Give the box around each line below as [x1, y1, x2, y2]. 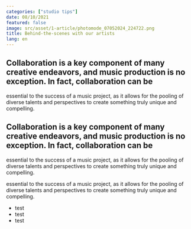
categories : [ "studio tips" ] [6, 8, 78, 15]
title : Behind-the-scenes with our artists [6, 31, 115, 37]
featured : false [6, 20, 46, 25]
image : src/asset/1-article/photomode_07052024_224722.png [6, 25, 155, 31]
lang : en [6, 36, 28, 42]
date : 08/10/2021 [6, 14, 49, 20]
